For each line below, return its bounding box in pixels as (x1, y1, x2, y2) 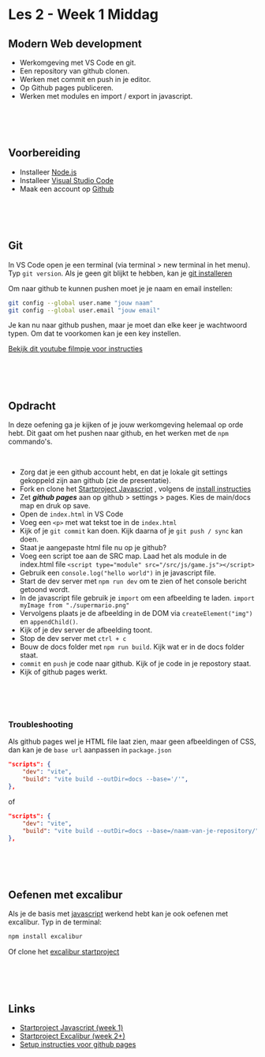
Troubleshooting (8, 719, 73, 730)
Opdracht (8, 399, 57, 412)
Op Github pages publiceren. (19, 83, 114, 92)
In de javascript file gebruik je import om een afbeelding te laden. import (19, 594, 255, 603)
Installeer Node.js (19, 167, 77, 177)
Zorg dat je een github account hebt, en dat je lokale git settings (19, 467, 228, 477)
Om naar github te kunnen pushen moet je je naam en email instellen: (8, 283, 233, 293)
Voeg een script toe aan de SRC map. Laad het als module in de (19, 551, 227, 561)
